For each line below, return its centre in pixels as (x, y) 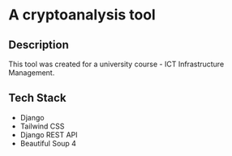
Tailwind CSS (42, 126)
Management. (32, 73)
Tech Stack (37, 98)
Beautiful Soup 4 (48, 143)
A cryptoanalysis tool (82, 15)
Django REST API (49, 134)
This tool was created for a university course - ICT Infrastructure (116, 64)
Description (39, 45)
